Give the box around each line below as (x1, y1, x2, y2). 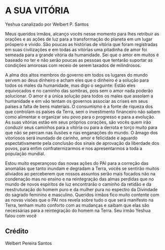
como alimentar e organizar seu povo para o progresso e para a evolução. (5, 114, 156, 120)
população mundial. (5, 151, 45, 157)
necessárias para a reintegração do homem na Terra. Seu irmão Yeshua (5, 208, 151, 213)
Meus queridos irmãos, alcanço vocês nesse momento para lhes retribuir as (5, 31, 160, 37)
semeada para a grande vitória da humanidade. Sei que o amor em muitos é (5, 52, 159, 58)
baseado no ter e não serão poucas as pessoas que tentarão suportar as (5, 57, 153, 63)
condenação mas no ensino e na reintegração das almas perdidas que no (5, 176, 154, 182)
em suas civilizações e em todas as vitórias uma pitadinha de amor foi (5, 46, 147, 52)
